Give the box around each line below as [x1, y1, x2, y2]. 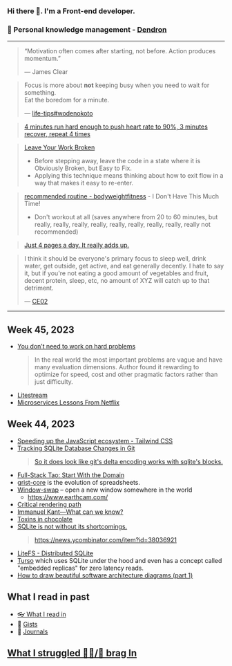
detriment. [23, 284, 54, 293]
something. [23, 89, 57, 97]
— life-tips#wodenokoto [23, 109, 93, 118]
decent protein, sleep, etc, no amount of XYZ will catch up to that [23, 277, 210, 285]
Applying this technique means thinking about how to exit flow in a [34, 172, 224, 180]
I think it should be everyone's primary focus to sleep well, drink [23, 255, 206, 263]
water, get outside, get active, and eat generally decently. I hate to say [23, 262, 224, 270]
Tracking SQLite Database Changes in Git [17, 444, 135, 452]
